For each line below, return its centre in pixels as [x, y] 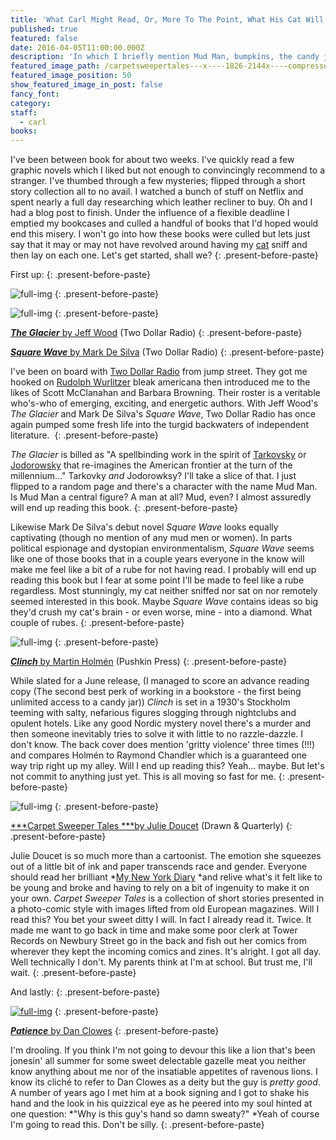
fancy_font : [35, 94]
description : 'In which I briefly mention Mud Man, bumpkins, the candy [165, 57]
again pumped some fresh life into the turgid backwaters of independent [160, 425]
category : [31, 103]
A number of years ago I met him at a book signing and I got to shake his [160, 1093]
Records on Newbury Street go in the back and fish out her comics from [158, 941]
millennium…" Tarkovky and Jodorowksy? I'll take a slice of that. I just [153, 476]
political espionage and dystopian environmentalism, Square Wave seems [162, 548]
